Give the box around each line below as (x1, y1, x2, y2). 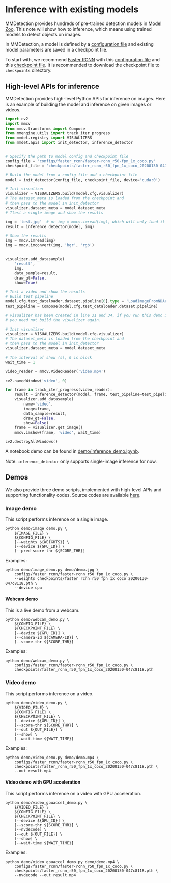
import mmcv (5, 121, 31, 126)
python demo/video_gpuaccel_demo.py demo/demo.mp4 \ (5, 859, 120, 864)
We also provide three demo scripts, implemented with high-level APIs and (5, 486, 162, 493)
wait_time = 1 (5, 360, 36, 365)
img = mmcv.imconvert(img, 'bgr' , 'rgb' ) (5, 243, 95, 248)
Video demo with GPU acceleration (5, 779, 81, 785)
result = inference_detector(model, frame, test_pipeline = (14, 392, 142, 397)
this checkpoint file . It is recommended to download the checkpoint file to (5, 62, 160, 68)
